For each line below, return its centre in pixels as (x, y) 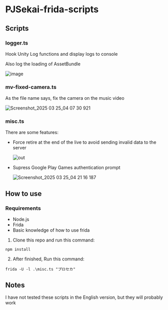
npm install (18, 250)
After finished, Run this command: (49, 259)
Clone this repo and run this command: (54, 240)
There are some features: (32, 132)
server (19, 148)
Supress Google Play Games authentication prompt (67, 168)
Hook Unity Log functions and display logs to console (62, 54)
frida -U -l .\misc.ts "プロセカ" (40, 270)
